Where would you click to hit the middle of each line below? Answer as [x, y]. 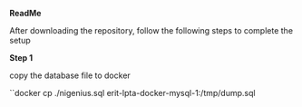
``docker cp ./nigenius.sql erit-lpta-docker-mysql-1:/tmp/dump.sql [132, 93]
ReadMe [25, 13]
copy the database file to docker [70, 75]
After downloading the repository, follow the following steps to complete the [151, 30]
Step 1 [21, 58]
